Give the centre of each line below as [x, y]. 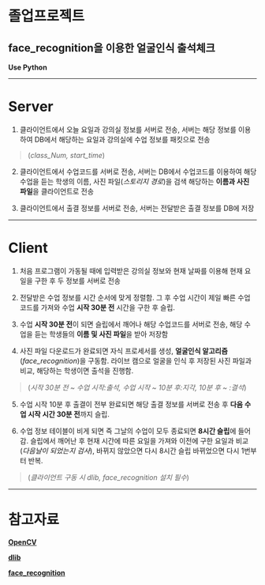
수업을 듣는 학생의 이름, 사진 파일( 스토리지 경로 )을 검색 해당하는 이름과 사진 [134, 181]
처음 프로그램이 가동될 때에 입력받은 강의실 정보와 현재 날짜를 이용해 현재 [131, 270]
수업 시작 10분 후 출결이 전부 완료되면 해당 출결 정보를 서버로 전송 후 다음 [131, 404]
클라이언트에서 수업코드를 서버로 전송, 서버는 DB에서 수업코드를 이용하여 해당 [138, 172]
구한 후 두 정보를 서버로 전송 [77, 281]
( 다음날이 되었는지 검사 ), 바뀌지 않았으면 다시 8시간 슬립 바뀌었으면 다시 [129, 451]
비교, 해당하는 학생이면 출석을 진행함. [77, 370]
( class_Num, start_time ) [66, 155]
